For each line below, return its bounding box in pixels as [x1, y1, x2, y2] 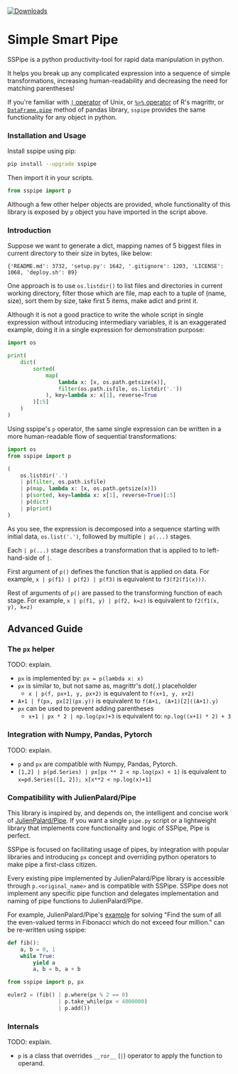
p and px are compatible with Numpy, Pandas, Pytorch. [17, 760, 178, 768]
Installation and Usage [7, 130, 87, 140]
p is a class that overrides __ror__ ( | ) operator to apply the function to [17, 1051, 222, 1060]
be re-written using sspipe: [7, 925, 87, 934]
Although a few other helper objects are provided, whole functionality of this [7, 200, 231, 208]
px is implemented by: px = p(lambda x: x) [17, 674, 144, 683]
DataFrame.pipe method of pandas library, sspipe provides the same [7, 105, 206, 114]
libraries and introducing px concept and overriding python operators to [7, 852, 217, 861]
